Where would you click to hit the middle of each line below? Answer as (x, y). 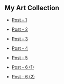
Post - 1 (19, 20)
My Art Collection (32, 8)
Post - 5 (20, 58)
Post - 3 (20, 39)
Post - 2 (20, 29)
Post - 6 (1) (23, 67)
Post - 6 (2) (23, 76)
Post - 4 (20, 48)
